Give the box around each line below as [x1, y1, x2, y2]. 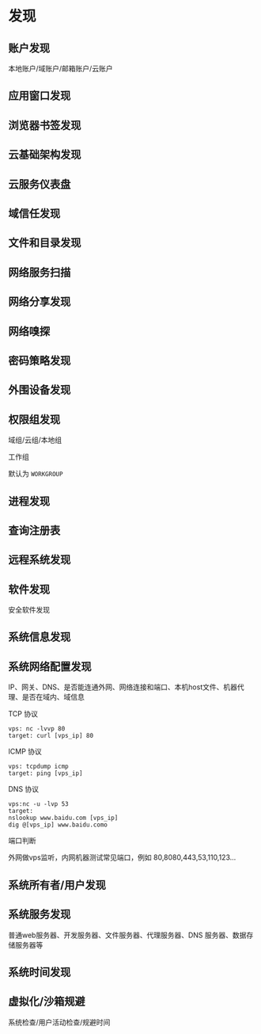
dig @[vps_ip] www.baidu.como [8, 821, 108, 829]
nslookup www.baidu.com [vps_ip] [8, 814, 119, 822]
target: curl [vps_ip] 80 [8, 732, 93, 740]
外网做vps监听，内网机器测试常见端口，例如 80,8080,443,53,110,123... [8, 853, 236, 862]
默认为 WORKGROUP [8, 469, 63, 479]
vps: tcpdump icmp [8, 762, 69, 771]
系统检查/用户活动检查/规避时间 [8, 1017, 111, 1027]
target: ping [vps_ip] [8, 769, 83, 777]
